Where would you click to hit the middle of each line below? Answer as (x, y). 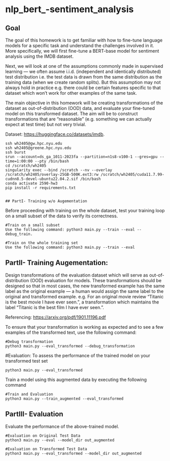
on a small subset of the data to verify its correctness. (62, 216)
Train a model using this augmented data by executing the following (76, 379)
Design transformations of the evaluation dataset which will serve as (77, 275)
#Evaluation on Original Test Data (43, 436)
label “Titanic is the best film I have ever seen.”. (55, 307)
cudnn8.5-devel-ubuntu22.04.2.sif (42, 179)
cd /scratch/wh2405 (26, 166)
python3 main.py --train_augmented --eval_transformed (64, 399)
